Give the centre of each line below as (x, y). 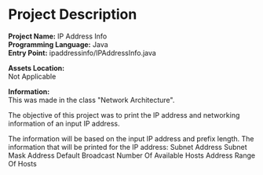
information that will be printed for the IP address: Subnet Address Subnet (128, 147)
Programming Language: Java (58, 44)
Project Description (73, 15)
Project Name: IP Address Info (58, 36)
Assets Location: (37, 67)
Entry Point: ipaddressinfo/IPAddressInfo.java (82, 53)
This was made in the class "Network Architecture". (91, 100)
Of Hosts (22, 163)
